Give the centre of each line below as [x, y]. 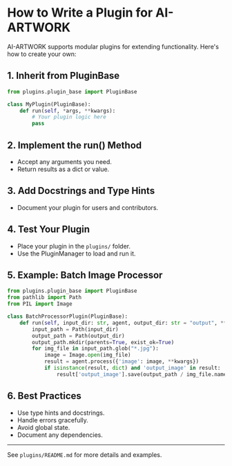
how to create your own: [42, 54]
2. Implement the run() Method [75, 145]
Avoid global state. [43, 427]
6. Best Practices [44, 396]
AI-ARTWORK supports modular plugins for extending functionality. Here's [113, 46]
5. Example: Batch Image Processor [85, 275]
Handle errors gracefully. [52, 420]
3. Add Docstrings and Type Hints [81, 191]
